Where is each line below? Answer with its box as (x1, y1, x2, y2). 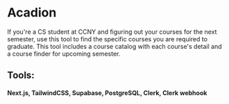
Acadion (7, 5, 57, 21)
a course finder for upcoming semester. (7, 50, 121, 58)
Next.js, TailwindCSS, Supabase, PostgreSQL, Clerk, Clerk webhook (7, 88, 207, 97)
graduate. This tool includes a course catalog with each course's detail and (7, 42, 222, 50)
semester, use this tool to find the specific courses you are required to (7, 34, 208, 43)
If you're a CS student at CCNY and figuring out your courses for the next (7, 28, 217, 36)
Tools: (7, 70, 35, 81)
